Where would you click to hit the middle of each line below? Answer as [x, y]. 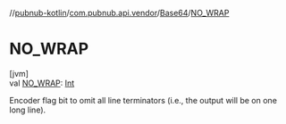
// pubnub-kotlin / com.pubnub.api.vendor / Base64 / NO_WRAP [119, 13]
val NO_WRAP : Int [42, 83]
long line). [28, 110]
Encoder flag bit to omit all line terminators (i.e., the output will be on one [143, 100]
